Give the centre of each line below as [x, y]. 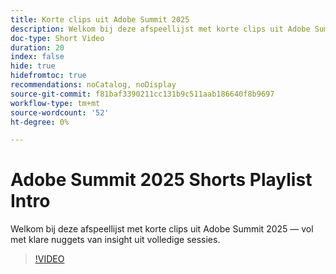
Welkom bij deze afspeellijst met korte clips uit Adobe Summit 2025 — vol [162, 229]
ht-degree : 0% [40, 122]
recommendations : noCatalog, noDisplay [93, 85]
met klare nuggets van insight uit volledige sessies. [115, 240]
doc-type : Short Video [57, 38]
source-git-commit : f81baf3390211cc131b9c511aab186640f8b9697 [142, 94]
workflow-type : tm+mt [55, 103]
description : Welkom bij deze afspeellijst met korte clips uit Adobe [160, 29]
